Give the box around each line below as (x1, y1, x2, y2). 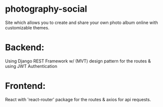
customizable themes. (5, 24, 50, 30)
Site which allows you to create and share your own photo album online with (5, 20, 158, 25)
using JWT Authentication (5, 63, 58, 69)
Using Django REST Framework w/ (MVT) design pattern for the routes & (5, 58, 151, 64)
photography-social (5, 3, 87, 15)
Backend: (5, 42, 44, 53)
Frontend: (5, 81, 46, 91)
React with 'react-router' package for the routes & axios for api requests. (5, 96, 151, 102)
